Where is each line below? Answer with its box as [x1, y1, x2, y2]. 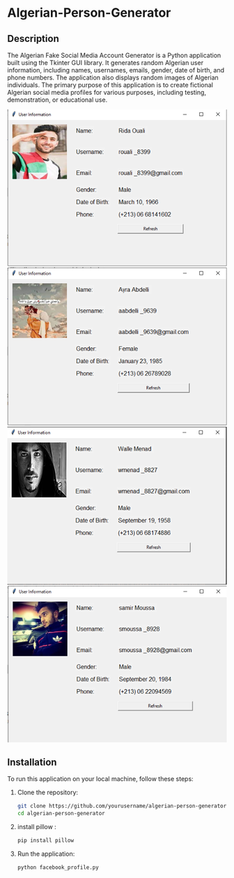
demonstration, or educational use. [7, 96, 108, 104]
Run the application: [17, 849, 75, 858]
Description [7, 33, 59, 45]
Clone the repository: [17, 788, 79, 796]
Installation [7, 756, 57, 768]
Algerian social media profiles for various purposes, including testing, [7, 89, 207, 96]
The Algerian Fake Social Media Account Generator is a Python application [7, 51, 221, 59]
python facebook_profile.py [17, 863, 99, 871]
